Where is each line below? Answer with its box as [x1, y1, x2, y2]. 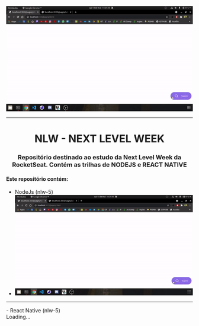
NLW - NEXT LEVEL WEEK [34, 132, 165, 146]
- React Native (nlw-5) [6, 306, 61, 314]
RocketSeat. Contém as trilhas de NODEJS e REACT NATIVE [11, 161, 188, 169]
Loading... [6, 313, 31, 320]
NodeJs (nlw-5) [14, 188, 53, 196]
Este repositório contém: [6, 175, 69, 183]
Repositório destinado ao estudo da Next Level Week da [17, 154, 182, 162]
